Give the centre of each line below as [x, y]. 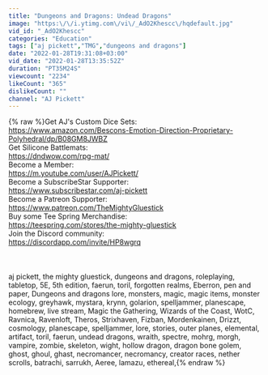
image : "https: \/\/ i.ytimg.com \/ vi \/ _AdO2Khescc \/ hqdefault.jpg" [121, 23]
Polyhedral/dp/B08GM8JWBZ [58, 139]
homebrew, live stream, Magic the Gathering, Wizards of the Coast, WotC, [132, 311]
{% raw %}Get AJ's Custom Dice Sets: [73, 121]
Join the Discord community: [57, 234]
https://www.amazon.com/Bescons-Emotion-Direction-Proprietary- [121, 130]
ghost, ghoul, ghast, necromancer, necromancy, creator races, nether [124, 354]
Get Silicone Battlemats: [48, 147]
